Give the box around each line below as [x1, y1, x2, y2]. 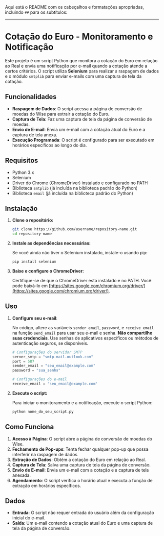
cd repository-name [12, 231, 52, 237]
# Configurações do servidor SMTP [12, 350, 82, 355]
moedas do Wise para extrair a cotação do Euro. [12, 111, 110, 117]
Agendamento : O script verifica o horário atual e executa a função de [12, 477, 153, 483]
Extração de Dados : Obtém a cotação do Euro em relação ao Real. [12, 457, 146, 463]
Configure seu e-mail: [12, 315, 58, 321]
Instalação [5, 204, 38, 213]
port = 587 [12, 359, 35, 364]
